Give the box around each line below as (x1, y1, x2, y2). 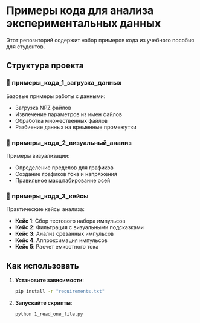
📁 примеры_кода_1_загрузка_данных (6, 79, 122, 87)
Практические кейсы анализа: (6, 206, 85, 213)
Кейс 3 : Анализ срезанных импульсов (15, 230, 114, 238)
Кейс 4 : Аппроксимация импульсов (15, 237, 108, 244)
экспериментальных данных (6, 16, 161, 30)
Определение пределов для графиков (15, 164, 114, 171)
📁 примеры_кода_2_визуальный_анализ (6, 139, 132, 147)
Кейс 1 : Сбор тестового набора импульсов (15, 217, 126, 224)
